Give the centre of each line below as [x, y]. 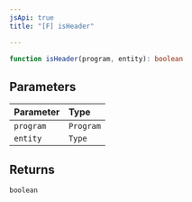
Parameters [43, 87]
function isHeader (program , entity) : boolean [96, 59]
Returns [32, 169]
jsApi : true [32, 18]
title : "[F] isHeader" [52, 26]
